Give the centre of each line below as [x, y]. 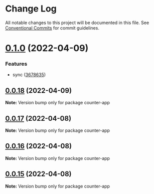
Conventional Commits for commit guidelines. [52, 28]
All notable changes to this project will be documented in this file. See [77, 23]
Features [16, 64]
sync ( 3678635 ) [29, 75]
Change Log [31, 9]
